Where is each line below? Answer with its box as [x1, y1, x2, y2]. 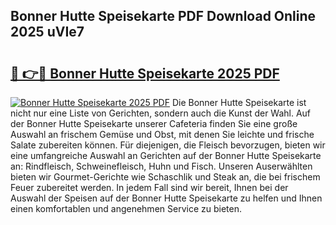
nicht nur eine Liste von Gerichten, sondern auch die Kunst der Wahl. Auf [10, 107, 312, 119]
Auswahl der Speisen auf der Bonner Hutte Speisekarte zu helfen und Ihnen [10, 192, 323, 204]
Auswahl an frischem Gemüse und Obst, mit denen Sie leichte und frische [10, 129, 315, 140]
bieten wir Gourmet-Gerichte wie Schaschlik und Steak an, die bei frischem [10, 171, 321, 183]
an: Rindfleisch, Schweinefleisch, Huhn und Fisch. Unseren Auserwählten [10, 160, 313, 172]
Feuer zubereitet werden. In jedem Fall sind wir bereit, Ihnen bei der [10, 182, 289, 193]
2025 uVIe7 [10, 24, 85, 41]
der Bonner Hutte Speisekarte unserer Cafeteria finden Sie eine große [10, 118, 298, 129]
